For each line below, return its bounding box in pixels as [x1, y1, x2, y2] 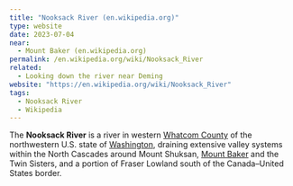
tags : [9, 88, 30, 97]
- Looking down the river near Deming [17, 72, 164, 81]
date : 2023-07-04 [9, 30, 75, 39]
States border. [9, 168, 62, 179]
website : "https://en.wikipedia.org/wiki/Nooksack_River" [9, 80, 232, 89]
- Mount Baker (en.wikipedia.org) [17, 47, 147, 56]
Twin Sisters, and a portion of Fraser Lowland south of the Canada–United [9, 158, 284, 169]
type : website [9, 22, 63, 31]
